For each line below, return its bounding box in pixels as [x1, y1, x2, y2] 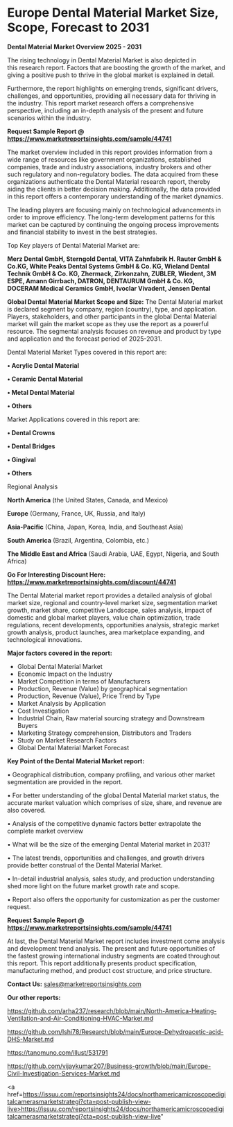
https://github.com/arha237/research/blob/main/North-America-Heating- [7, 1006, 217, 1015]
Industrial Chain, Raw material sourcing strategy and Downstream [17, 713, 205, 722]
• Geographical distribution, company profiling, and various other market [7, 770, 216, 779]
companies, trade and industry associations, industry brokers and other [7, 162, 212, 171]
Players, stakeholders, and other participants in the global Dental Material [7, 312, 217, 321]
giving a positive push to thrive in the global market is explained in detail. [7, 71, 215, 79]
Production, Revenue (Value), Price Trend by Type [17, 692, 161, 700]
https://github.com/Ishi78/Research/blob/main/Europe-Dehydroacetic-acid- [7, 1027, 224, 1035]
